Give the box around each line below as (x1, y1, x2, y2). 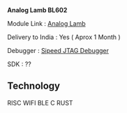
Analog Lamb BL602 (7, 6, 68, 14)
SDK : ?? (7, 60, 31, 68)
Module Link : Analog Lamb (7, 20, 86, 27)
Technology (7, 80, 61, 92)
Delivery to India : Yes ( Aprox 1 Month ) (7, 33, 121, 41)
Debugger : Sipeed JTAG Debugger (7, 47, 110, 54)
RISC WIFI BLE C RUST (7, 98, 73, 107)
